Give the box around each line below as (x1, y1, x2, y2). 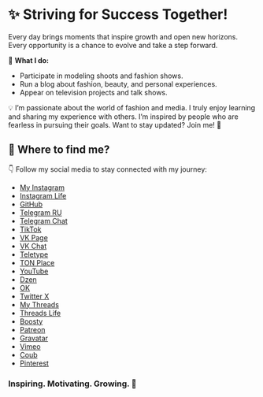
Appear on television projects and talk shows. (19, 87, 168, 97)
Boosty (19, 317, 43, 326)
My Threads (19, 299, 59, 309)
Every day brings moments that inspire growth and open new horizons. (8, 32, 239, 41)
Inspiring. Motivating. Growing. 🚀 (8, 378, 137, 389)
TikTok (19, 224, 42, 234)
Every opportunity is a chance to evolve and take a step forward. (8, 40, 218, 50)
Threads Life (19, 308, 61, 317)
